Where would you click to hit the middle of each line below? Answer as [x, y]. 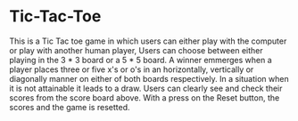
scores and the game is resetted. [70, 107]
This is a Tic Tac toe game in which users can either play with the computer [148, 41]
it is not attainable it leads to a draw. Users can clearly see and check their [146, 88]
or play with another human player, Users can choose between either [136, 50]
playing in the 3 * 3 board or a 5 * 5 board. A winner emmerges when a [141, 60]
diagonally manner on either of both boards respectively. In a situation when [149, 78]
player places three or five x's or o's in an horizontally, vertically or [132, 69]
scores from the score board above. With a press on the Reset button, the [145, 97]
